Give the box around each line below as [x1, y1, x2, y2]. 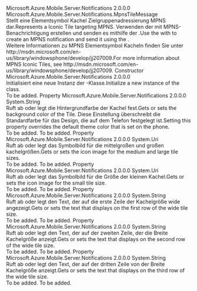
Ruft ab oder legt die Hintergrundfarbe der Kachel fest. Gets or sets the [6, 105, 177, 111]
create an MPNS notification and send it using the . [6, 36, 129, 42]
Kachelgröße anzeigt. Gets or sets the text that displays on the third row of [6, 267, 185, 274]
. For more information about [111, 55, 180, 61]
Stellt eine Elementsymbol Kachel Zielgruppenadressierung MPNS [6, 17, 166, 24]
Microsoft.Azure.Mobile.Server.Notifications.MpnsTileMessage [6, 11, 158, 18]
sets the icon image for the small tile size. [6, 179, 107, 186]
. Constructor [111, 67, 144, 74]
